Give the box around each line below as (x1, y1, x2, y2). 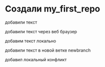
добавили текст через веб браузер (5, 28, 77, 34)
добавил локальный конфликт (5, 56, 67, 62)
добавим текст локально (5, 38, 57, 44)
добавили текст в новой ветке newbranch (5, 47, 91, 53)
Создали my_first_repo (5, 3, 100, 14)
